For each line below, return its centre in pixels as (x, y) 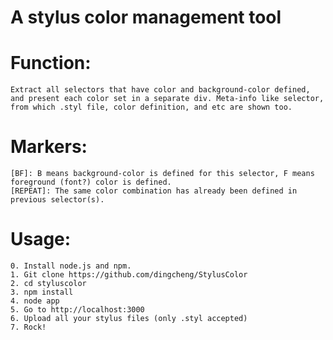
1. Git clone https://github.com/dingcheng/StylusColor (129, 275)
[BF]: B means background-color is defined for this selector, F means (162, 174)
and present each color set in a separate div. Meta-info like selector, (167, 99)
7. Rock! (28, 327)
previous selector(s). (57, 200)
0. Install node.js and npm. (71, 266)
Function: (51, 63)
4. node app (35, 301)
